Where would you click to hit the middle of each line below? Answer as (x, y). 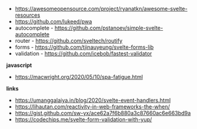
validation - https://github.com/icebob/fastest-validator (83, 53)
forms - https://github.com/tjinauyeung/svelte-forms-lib (84, 47)
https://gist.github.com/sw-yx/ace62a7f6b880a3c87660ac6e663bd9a (103, 113)
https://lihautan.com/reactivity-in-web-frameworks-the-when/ (92, 107)
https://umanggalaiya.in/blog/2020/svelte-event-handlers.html (93, 100)
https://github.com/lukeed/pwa (53, 21)
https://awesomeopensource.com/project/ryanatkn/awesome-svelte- (101, 9)
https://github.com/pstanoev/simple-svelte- (109, 28)
